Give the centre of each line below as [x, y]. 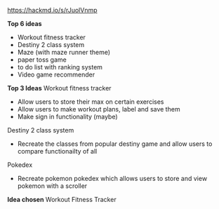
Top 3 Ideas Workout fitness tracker [59, 88]
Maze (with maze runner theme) [64, 52]
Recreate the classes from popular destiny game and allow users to [115, 144]
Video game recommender [56, 74]
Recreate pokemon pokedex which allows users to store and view [112, 178]
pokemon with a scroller [52, 186]
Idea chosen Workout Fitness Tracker [62, 200]
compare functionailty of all [57, 151]
